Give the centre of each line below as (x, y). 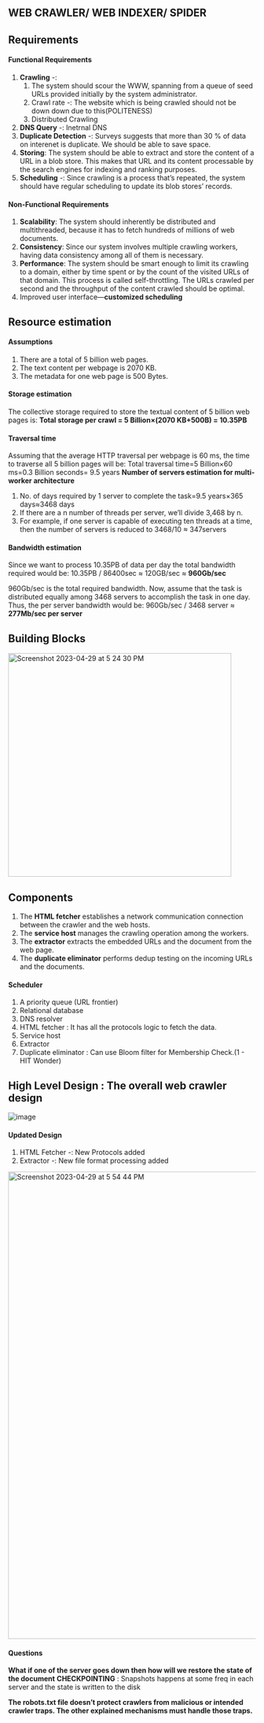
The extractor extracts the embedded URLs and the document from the (136, 941)
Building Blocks (47, 639)
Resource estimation (60, 322)
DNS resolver (41, 1019)
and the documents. (52, 967)
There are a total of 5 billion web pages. (84, 359)
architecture (54, 481)
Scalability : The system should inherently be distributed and (117, 222)
